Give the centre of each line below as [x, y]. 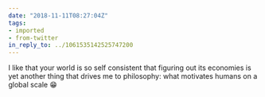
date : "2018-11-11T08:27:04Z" [58, 16]
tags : [17, 23]
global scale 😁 [33, 85]
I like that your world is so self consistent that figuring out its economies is [130, 68]
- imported [26, 30]
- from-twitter [33, 38]
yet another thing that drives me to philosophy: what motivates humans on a [133, 76]
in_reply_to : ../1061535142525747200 [71, 45]
